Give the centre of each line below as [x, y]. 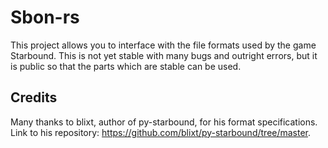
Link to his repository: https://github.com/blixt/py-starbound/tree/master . [161, 132]
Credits [34, 97]
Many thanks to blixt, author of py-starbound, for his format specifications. [164, 122]
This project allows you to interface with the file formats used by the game [163, 45]
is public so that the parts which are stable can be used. [126, 66]
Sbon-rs [45, 17]
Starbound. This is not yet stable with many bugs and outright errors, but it [164, 55]
